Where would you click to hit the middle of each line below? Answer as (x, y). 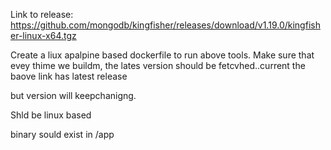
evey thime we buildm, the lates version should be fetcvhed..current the (158, 65)
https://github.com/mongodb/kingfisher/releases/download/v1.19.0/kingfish (165, 25)
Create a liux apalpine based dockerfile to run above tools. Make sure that (162, 55)
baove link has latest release (69, 76)
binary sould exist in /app (62, 134)
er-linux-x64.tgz (43, 35)
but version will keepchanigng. (73, 95)
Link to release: (42, 14)
